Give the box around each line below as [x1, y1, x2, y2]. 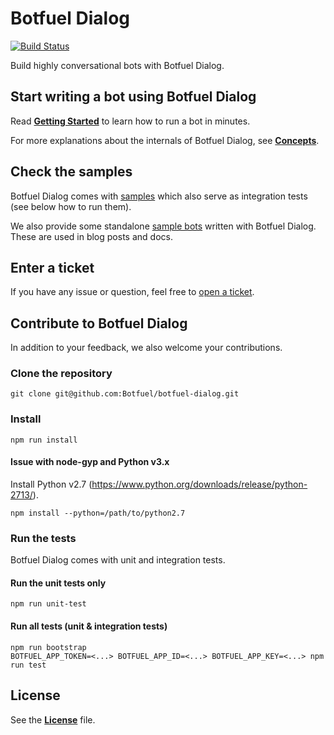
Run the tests [10, 531, 77, 545]
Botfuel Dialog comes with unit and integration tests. [10, 554, 226, 566]
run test [10, 660, 47, 670]
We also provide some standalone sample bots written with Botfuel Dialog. [10, 220, 317, 232]
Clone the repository [10, 367, 113, 381]
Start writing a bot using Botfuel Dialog [10, 88, 257, 106]
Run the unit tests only [10, 577, 107, 589]
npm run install [10, 435, 78, 445]
